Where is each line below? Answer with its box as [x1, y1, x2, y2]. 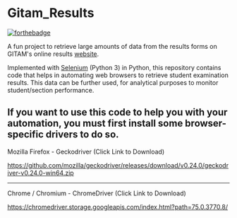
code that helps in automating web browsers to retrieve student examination [7, 71, 229, 79]
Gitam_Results [7, 5, 95, 21]
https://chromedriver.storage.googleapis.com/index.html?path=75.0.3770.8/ [7, 202, 229, 211]
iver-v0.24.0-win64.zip [7, 168, 74, 177]
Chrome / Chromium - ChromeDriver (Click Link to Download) [7, 189, 187, 197]
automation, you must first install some [7, 117, 183, 130]
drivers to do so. [45, 129, 119, 141]
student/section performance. [7, 86, 95, 94]
